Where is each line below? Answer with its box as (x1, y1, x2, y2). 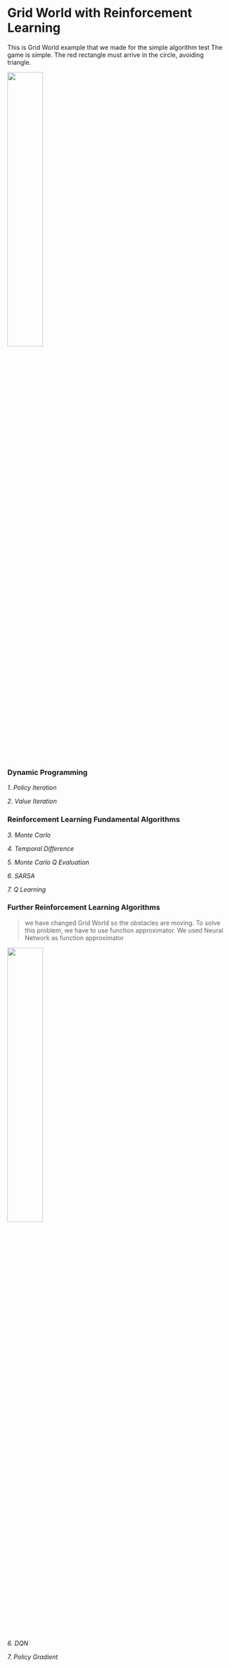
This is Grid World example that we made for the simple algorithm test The (7, 43, 223, 51)
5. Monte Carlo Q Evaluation (7, 858, 89, 866)
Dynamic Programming (7, 767, 88, 777)
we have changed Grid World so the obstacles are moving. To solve (24, 918, 221, 927)
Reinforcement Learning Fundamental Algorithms (7, 814, 181, 824)
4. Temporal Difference (7, 844, 75, 852)
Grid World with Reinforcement (7, 5, 192, 21)
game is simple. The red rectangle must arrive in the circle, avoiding (7, 51, 204, 59)
